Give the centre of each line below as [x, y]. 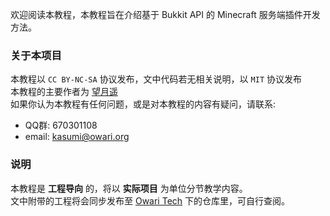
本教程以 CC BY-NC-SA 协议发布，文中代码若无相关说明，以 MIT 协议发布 [156, 79]
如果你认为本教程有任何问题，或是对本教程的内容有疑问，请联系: [143, 104]
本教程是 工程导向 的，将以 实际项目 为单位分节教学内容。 [129, 188]
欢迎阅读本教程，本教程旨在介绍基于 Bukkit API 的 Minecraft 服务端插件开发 [165, 14]
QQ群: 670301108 [61, 125]
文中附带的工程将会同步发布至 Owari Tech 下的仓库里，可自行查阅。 [150, 200]
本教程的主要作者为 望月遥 [64, 92]
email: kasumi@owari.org [77, 137]
